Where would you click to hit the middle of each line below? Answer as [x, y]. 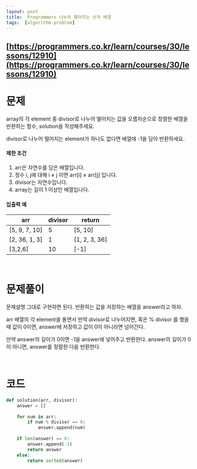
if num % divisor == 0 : [56, 422]
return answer [45, 450]
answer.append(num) [61, 428]
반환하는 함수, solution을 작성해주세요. [50, 126]
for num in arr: [37, 416]
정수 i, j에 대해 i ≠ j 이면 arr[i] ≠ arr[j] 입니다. [66, 175]
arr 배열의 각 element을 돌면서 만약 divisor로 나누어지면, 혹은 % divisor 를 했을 [98, 320]
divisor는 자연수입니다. [41, 182]
